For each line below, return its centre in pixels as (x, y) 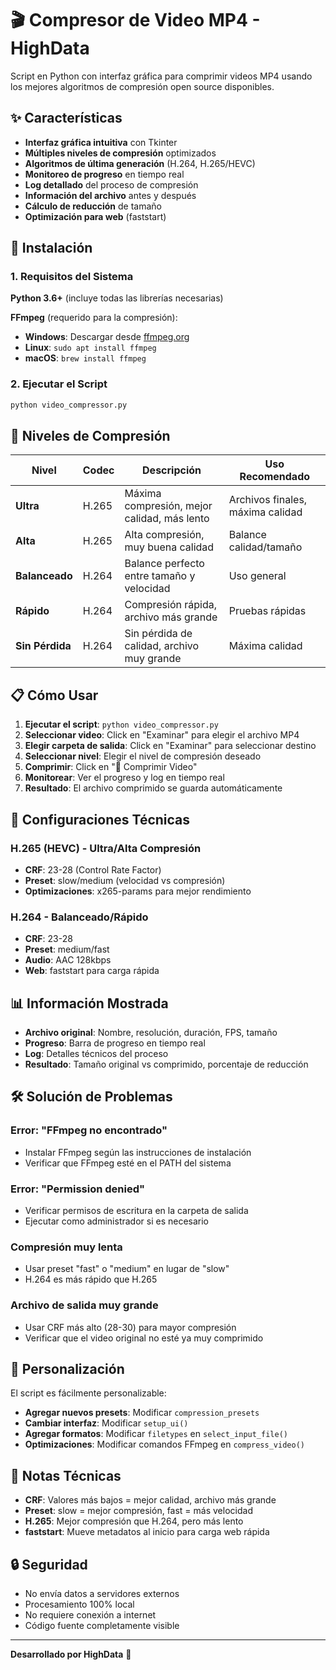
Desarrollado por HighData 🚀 (71, 1654)
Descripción (172, 470)
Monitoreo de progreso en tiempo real (104, 174)
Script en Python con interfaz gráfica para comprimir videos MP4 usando (161, 76)
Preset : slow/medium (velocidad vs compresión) (125, 880)
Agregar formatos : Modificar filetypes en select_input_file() (156, 1434)
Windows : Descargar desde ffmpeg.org (107, 337)
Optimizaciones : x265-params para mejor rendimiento (138, 891)
